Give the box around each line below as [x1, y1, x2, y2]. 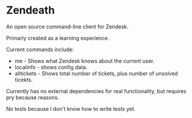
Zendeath [6, 4, 55, 17]
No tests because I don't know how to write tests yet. [6, 105, 136, 112]
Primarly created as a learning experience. [6, 34, 110, 41]
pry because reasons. [6, 94, 60, 101]
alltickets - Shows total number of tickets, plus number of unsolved [14, 70, 178, 77]
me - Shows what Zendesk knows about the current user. [14, 57, 155, 64]
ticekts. [14, 76, 33, 83]
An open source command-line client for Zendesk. [6, 23, 129, 30]
